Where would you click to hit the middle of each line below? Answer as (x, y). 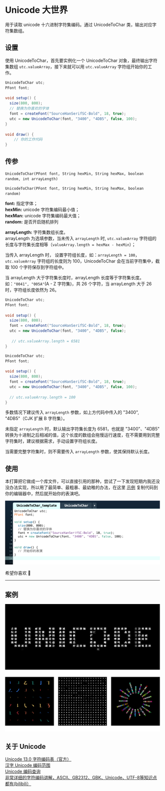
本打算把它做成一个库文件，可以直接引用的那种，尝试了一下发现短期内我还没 (82, 481)
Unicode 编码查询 (23, 771)
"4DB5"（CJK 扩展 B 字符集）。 (36, 419)
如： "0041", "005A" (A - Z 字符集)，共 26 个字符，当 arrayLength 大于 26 (79, 284)
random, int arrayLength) (31, 179)
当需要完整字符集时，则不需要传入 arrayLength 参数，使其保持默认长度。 (79, 451)
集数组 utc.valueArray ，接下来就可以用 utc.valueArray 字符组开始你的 (77, 66)
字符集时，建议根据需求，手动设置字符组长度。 (52, 441)
